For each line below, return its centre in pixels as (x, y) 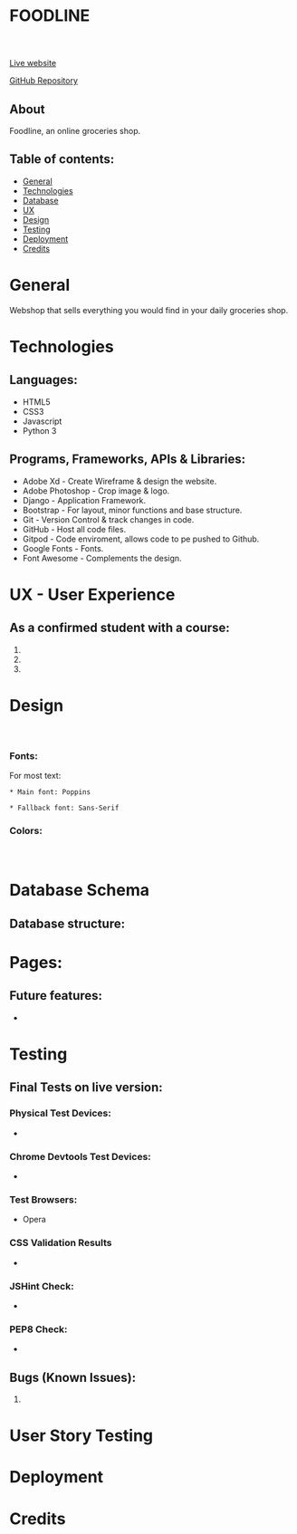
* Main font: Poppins (50, 792)
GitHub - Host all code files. (74, 529)
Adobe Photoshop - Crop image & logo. (96, 491)
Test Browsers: (43, 1199)
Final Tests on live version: (86, 1088)
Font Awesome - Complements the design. (102, 558)
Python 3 (39, 430)
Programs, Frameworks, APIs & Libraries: (128, 460)
